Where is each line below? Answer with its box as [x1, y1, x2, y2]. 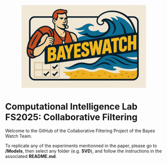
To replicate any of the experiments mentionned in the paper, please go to [5, 143, 157, 149]
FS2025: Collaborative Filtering [5, 111, 138, 123]
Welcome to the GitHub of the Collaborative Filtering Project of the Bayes [5, 128, 156, 134]
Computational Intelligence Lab [5, 101, 138, 112]
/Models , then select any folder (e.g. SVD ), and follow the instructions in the [5, 148, 162, 154]
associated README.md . [5, 154, 57, 160]
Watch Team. [5, 133, 32, 139]
